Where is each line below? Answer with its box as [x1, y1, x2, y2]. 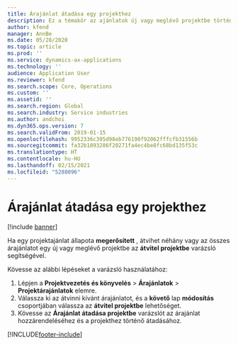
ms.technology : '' [7, 63, 62, 70]
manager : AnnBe [7, 30, 52, 38]
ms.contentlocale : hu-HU [7, 155, 81, 163]
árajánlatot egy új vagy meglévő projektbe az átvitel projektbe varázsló [7, 244, 216, 252]
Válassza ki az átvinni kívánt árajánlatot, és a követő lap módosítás [17, 293, 215, 302]
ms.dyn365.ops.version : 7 [7, 122, 84, 130]
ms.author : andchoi [7, 115, 65, 123]
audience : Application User [7, 69, 91, 77]
